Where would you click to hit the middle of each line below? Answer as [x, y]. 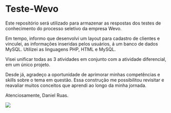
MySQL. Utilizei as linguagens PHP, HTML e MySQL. [61, 49]
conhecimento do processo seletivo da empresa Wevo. [63, 28]
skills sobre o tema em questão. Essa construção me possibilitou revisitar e [85, 80]
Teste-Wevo [32, 9]
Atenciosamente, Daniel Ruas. [37, 95]
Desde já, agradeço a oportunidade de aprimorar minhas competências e [83, 74]
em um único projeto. [28, 64]
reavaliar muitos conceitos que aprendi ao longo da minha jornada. [76, 85]
